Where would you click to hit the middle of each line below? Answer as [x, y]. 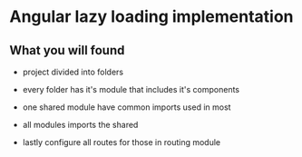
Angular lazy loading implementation [151, 17]
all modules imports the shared [80, 125]
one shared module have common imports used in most [127, 107]
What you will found [67, 50]
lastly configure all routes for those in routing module [121, 142]
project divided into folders [73, 72]
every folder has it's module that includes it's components [131, 89]
